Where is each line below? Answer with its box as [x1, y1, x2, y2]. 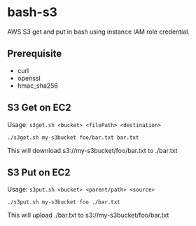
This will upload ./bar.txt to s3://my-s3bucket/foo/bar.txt [7, 211, 169, 220]
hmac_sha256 [17, 81, 58, 90]
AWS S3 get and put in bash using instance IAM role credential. [7, 27, 190, 36]
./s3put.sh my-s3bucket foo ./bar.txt [7, 199, 120, 206]
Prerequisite [7, 48, 62, 60]
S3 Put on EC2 [7, 166, 71, 178]
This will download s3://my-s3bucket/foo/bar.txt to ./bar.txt [7, 146, 178, 154]
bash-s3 [7, 4, 58, 20]
